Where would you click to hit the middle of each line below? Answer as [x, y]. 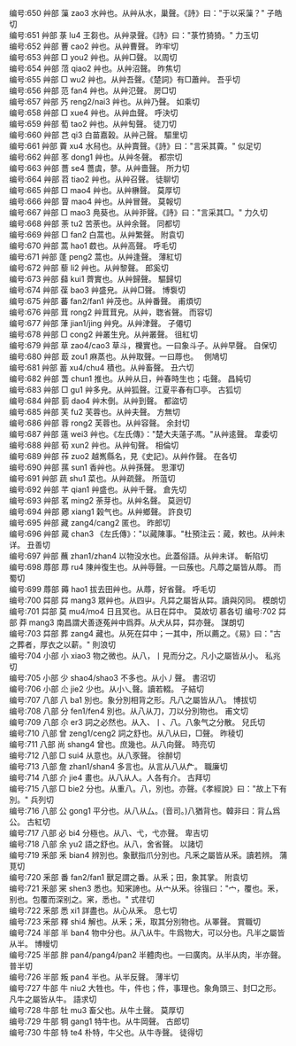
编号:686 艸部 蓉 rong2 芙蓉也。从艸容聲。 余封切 [99, 423]
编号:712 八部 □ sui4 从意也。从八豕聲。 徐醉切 [95, 755]
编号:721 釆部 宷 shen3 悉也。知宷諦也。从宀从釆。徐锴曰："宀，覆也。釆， [146, 888]
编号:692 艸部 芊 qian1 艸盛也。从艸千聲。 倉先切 [98, 489]
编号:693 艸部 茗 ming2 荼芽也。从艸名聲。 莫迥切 [100, 500]
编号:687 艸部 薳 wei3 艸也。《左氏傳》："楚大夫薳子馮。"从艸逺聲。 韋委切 [144, 434]
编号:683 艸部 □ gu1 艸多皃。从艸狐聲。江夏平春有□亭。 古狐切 [125, 390]
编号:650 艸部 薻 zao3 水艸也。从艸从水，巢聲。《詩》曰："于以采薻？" [137, 13]
